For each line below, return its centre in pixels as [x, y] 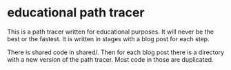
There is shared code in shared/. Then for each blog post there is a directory [116, 52]
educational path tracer [76, 13]
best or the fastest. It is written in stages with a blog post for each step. [108, 38]
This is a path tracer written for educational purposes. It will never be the [110, 32]
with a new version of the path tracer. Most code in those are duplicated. [110, 59]
